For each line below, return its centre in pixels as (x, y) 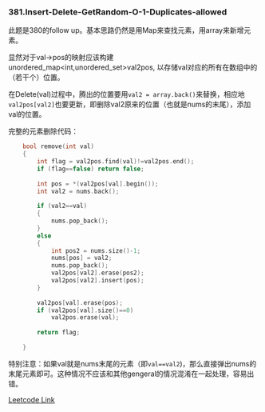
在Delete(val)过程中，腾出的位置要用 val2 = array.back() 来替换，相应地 (127, 94)
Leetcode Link (32, 399)
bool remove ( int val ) (58, 146)
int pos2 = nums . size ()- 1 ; (96, 250)
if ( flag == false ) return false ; (91, 169)
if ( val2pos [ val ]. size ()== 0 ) (85, 310)
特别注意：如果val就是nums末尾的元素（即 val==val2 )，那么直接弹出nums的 (132, 363)
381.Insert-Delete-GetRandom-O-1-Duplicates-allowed (118, 12)
